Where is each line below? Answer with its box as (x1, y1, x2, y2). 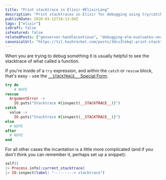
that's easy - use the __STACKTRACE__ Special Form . (5, 72, 109, 79)
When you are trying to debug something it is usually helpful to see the (5, 53, 149, 59)
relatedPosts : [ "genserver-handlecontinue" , (5, 35, 98, 40)
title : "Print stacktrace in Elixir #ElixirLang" (5, 7, 110, 12)
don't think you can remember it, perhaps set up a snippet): (5, 151, 126, 158)
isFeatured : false (5, 30, 43, 35)
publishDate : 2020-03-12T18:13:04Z (5, 16, 79, 21)
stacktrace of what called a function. (5, 58, 80, 64)
